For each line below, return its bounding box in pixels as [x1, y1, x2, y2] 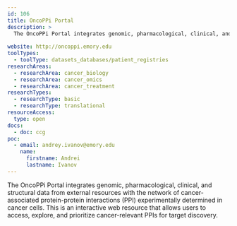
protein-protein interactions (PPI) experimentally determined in [40, 196, 223, 204]
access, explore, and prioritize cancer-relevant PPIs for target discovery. [7, 210, 219, 219]
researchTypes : [7, 89, 52, 96]
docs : [7, 121, 23, 129]
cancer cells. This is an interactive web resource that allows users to [7, 203, 207, 212]
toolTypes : [7, 50, 39, 57]
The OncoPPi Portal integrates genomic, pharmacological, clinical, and [7, 181, 212, 189]
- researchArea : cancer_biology [13, 69, 109, 76]
